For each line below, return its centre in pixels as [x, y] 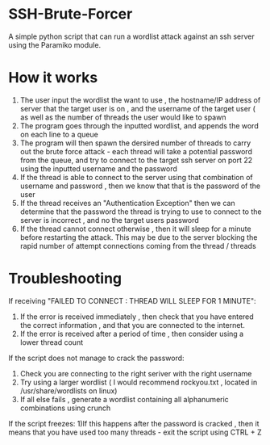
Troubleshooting [65, 279]
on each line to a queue [59, 134]
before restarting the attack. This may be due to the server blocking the [139, 237]
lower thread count [51, 342]
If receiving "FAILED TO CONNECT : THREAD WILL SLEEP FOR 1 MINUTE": [132, 300]
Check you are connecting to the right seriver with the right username [136, 373]
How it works [53, 78]
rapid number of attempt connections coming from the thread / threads [138, 246]
